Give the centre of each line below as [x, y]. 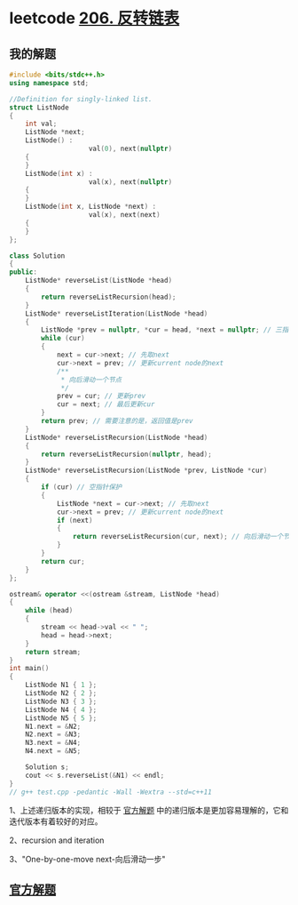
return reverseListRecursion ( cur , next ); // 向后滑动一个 [178, 537]
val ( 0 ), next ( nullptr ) [130, 148]
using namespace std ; [49, 83]
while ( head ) [49, 611]
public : [24, 272]
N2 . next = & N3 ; [53, 734]
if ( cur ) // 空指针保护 [82, 487]
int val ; [41, 124]
